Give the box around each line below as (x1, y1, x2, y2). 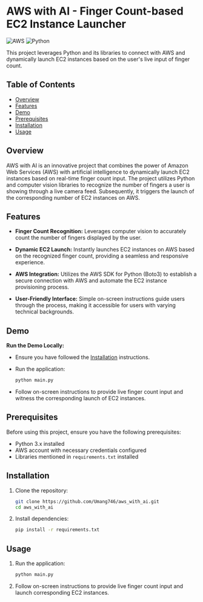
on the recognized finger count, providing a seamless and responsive (15, 252, 189, 259)
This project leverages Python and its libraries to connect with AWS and (6, 49, 185, 56)
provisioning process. (15, 284, 70, 291)
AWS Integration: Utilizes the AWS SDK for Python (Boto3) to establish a (15, 270, 197, 278)
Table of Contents (6, 80, 76, 90)
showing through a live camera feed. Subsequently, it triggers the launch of (6, 187, 195, 195)
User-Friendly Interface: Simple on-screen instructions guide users (15, 295, 185, 303)
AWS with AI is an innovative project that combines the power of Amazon (6, 162, 189, 169)
